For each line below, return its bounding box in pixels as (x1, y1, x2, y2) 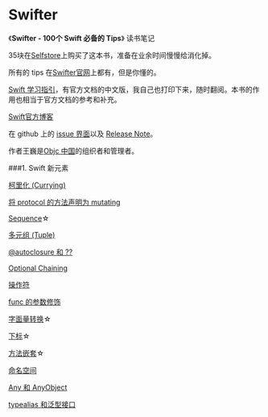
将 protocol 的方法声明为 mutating (8, 197, 121, 207)
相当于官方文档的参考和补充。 (22, 94, 122, 104)
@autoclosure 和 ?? (8, 247, 73, 257)
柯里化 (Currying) (8, 180, 66, 190)
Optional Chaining (8, 263, 68, 273)
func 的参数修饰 (8, 296, 61, 307)
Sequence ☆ (8, 213, 50, 223)
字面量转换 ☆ (8, 314, 52, 324)
